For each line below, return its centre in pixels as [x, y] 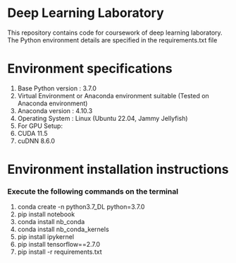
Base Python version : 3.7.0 [57, 88]
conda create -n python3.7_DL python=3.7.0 [81, 207]
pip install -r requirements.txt [60, 252]
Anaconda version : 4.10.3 [55, 110]
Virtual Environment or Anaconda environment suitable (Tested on [113, 95]
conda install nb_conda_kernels [63, 229]
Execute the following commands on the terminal [93, 191]
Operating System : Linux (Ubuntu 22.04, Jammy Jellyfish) [103, 118]
